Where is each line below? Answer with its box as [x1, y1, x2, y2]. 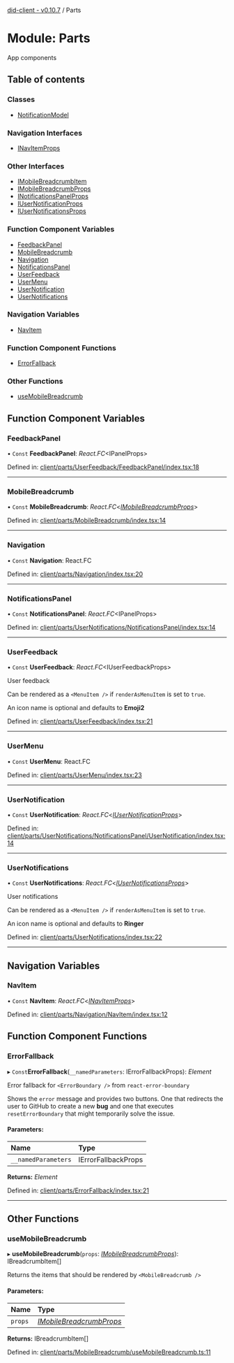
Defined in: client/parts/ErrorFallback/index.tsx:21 [7, 1186, 150, 1195]
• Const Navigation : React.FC [7, 556, 92, 565]
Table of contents [7, 73, 85, 86]
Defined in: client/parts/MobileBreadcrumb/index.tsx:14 [7, 517, 166, 525]
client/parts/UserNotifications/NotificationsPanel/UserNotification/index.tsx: [7, 831, 226, 839]
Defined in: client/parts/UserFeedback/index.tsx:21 [7, 717, 153, 726]
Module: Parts [7, 31, 91, 46]
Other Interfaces [7, 161, 65, 171]
